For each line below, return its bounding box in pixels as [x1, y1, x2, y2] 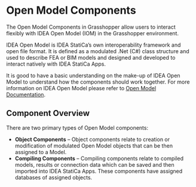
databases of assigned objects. [14, 174, 93, 181]
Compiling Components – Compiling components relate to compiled [14, 155, 184, 162]
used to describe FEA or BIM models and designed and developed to [6, 54, 176, 61]
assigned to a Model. [14, 148, 67, 155]
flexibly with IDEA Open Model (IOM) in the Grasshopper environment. [6, 29, 179, 36]
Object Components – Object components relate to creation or [14, 136, 170, 143]
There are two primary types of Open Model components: [6, 124, 148, 131]
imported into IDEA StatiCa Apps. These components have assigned [14, 167, 183, 174]
